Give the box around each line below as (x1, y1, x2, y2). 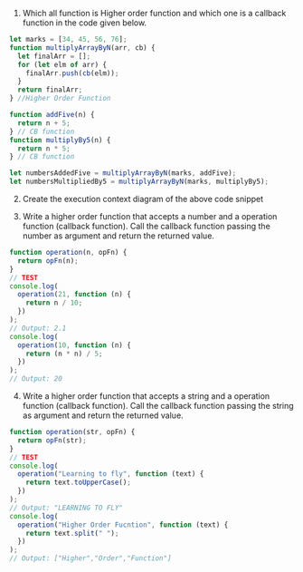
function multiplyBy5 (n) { (9, 135, 111, 144)
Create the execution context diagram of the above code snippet (22, 194, 264, 204)
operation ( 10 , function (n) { (17, 340, 131, 350)
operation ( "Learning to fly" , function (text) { (17, 470, 204, 479)
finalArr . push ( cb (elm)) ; (25, 68, 119, 78)
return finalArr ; (17, 85, 83, 94)
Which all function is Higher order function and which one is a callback (22, 8, 287, 18)
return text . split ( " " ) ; (25, 528, 119, 538)
